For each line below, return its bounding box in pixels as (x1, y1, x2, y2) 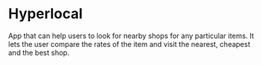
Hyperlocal (8, 5, 83, 23)
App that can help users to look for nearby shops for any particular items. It (8, 31, 254, 40)
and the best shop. (8, 48, 70, 57)
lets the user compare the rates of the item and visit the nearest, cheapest (8, 39, 251, 48)
